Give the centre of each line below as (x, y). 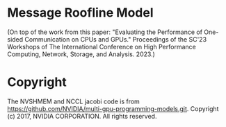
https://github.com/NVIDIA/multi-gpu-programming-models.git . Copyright (113, 108)
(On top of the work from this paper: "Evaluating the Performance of (105, 32)
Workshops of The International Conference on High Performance (102, 46)
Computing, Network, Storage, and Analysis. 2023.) (81, 54)
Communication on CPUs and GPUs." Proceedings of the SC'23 (116, 39)
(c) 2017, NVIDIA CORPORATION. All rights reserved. (82, 116)
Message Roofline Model (81, 13)
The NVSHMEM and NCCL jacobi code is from (74, 101)
